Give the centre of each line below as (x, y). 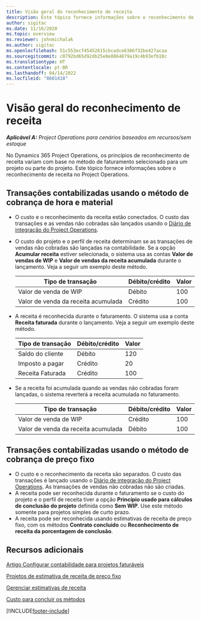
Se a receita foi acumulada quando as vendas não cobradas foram (97, 388)
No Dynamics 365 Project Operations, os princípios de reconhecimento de (98, 156)
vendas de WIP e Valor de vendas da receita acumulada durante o (98, 260)
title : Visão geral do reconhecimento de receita (69, 12)
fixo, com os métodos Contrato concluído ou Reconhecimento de (97, 525)
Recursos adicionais (45, 550)
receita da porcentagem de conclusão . (64, 531)
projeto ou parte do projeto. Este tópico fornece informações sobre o (91, 168)
